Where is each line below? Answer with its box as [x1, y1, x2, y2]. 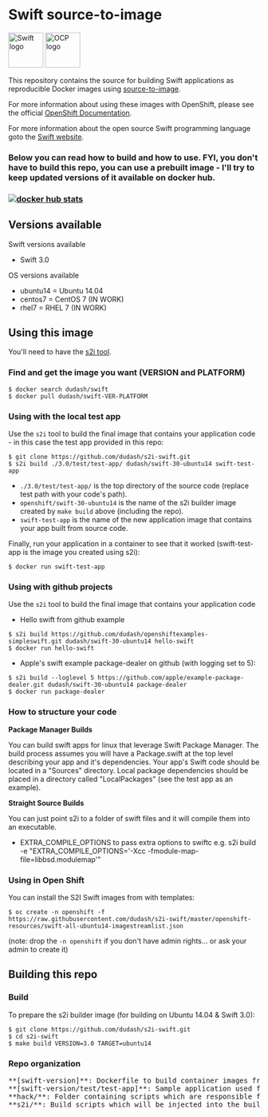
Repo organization [8, 1058, 81, 1069]
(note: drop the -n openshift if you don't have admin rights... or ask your [8, 935, 247, 945]
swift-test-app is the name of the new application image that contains [19, 515, 253, 525]
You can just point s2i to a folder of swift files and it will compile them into [8, 813, 250, 823]
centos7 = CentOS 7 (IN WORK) [19, 294, 124, 304]
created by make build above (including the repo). [19, 506, 184, 516]
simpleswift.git [8, 637, 62, 645]
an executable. [8, 822, 57, 832]
